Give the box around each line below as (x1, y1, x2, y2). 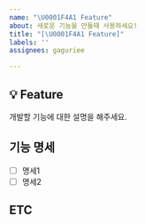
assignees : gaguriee (9, 46, 86, 55)
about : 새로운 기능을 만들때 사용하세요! (9, 21, 138, 30)
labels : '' (9, 37, 50, 47)
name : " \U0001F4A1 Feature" (9, 12, 113, 22)
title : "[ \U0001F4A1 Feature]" (9, 29, 125, 38)
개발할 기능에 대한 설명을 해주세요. (9, 111, 127, 122)
